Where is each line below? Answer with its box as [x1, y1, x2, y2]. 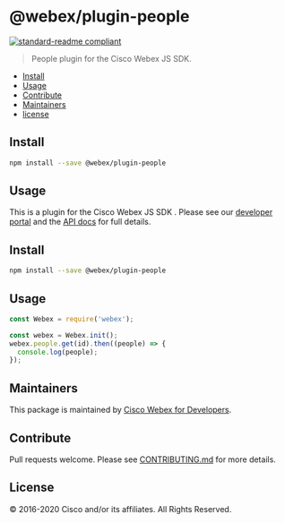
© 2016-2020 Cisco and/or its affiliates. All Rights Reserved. [9, 503, 232, 514]
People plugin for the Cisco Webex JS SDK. [30, 53, 193, 64]
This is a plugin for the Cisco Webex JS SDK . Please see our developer [9, 207, 273, 218]
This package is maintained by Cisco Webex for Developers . [9, 405, 232, 416]
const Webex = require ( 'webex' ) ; [9, 314, 134, 323]
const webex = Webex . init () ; [9, 330, 118, 339]
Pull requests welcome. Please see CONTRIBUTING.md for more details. [9, 454, 276, 465]
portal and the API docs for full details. [9, 217, 151, 227]
